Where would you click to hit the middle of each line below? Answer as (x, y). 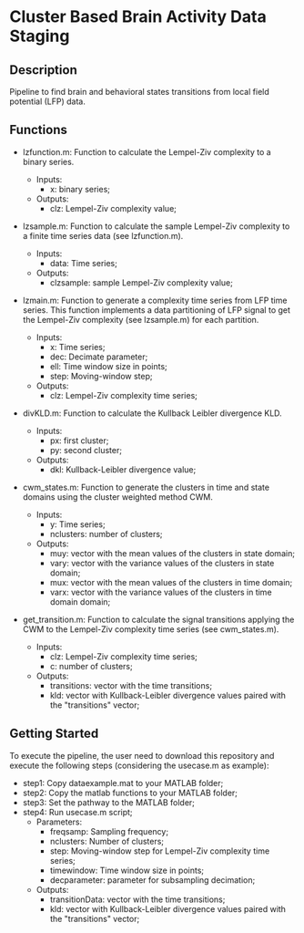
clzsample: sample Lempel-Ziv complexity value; (142, 282)
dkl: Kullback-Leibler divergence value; (123, 469)
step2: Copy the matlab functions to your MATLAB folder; (130, 793)
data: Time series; (84, 263)
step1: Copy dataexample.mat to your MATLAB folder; (123, 783)
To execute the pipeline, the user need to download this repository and (142, 755)
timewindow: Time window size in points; (127, 870)
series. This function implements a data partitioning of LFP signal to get (157, 310)
